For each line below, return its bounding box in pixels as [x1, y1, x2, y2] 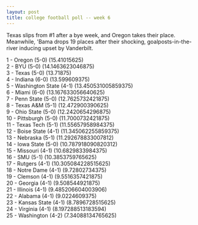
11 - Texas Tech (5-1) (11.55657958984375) [6, 121, 115, 128]
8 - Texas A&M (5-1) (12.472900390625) [6, 101, 109, 109]
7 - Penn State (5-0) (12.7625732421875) [6, 95, 110, 102]
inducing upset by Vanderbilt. [19, 44, 94, 52]
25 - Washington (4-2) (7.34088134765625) [6, 212, 117, 219]
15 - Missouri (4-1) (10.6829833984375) [6, 147, 108, 154]
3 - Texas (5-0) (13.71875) [6, 69, 71, 76]
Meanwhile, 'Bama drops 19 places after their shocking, [6, 38, 146, 45]
